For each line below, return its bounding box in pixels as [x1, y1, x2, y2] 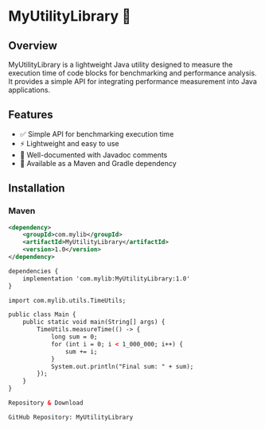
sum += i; [64, 347, 98, 356]
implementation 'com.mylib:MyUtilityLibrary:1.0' [22, 274, 191, 283]
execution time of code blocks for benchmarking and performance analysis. [8, 68, 257, 78]
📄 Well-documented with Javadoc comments [19, 150, 168, 160]
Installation [8, 182, 65, 195]
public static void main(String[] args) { [22, 318, 166, 327]
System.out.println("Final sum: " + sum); [50, 362, 194, 370]
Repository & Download [8, 399, 84, 407]
